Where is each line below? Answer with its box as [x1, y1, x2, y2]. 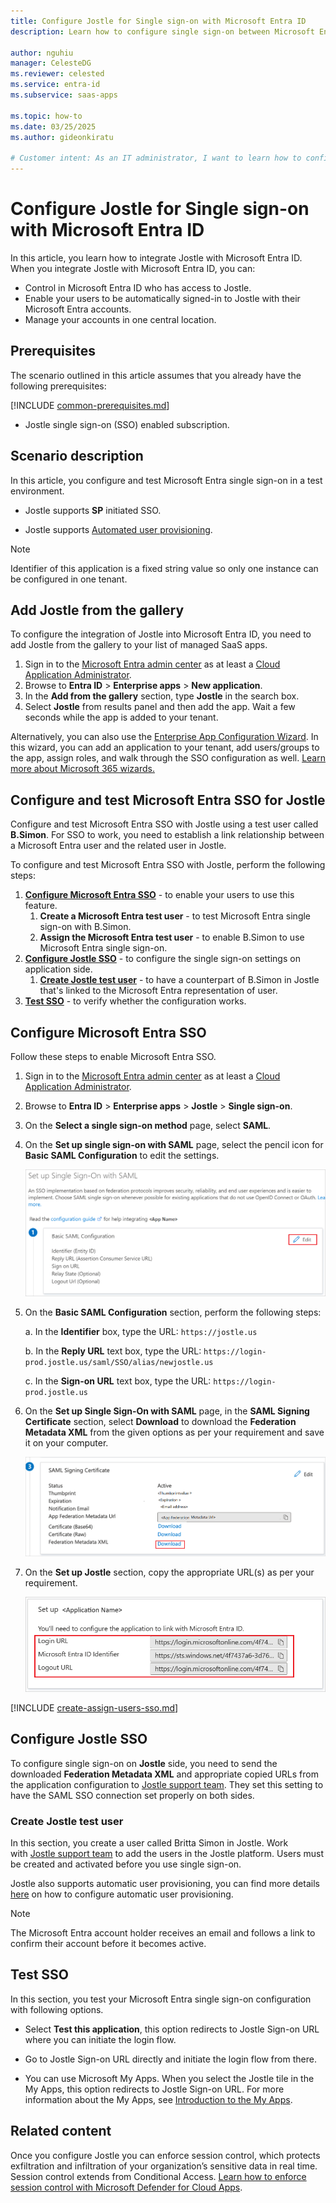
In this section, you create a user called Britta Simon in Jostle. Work [10, 1837, 289, 1849]
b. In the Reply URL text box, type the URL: [24, 1345, 202, 1357]
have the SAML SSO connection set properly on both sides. [10, 1789, 255, 1801]
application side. [24, 963, 93, 975]
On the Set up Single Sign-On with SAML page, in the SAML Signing [24, 1405, 310, 1417]
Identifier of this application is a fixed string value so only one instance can [10, 562, 319, 574]
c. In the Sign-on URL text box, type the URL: [24, 1375, 212, 1387]
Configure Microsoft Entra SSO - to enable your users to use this [24, 889, 295, 901]
